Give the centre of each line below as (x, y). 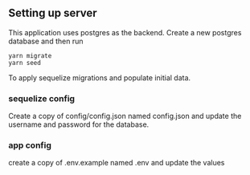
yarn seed (25, 63)
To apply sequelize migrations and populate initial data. (100, 77)
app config (30, 145)
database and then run (46, 41)
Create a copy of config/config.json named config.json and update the (125, 116)
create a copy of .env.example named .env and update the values (117, 163)
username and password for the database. (79, 124)
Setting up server (53, 13)
